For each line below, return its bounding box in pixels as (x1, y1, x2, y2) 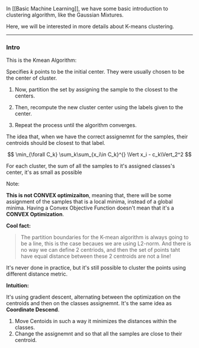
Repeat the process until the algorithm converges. (14, 122, 137, 129)
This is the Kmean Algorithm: (6, 56, 77, 64)
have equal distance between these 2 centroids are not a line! (20, 252, 172, 260)
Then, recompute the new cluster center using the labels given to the (14, 104, 184, 111)
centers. (14, 92, 36, 100)
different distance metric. (6, 270, 68, 278)
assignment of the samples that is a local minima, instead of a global (6, 198, 173, 205)
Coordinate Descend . (6, 306, 60, 314)
